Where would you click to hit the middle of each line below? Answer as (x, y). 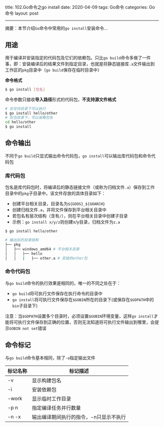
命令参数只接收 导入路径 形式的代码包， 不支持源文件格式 (61, 99)
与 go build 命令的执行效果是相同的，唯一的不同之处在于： (63, 283)
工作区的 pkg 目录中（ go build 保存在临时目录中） (53, 70)
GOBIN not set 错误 (28, 328)
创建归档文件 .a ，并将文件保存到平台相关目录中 (59, 210)
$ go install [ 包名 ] (25, 89)
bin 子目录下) (25, 306)
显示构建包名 (47, 380)
